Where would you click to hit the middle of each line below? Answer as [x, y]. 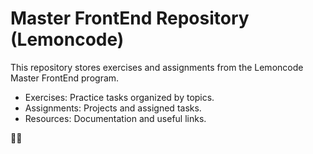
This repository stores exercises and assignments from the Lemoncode [157, 67]
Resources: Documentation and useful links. [115, 118]
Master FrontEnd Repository [130, 18]
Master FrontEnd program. [65, 78]
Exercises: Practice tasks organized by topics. [119, 97]
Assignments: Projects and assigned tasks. [113, 108]
